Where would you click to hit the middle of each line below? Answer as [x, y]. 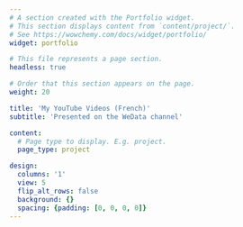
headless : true [38, 68]
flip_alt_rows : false [58, 191]
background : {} [46, 199]
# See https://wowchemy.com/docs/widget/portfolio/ [108, 34]
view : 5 [32, 183]
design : [24, 166]
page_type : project [54, 150]
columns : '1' [42, 175]
